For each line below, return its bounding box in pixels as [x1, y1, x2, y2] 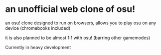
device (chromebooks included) [5, 25, 71, 31]
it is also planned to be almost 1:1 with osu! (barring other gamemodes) [5, 35, 151, 41]
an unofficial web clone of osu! [5, 3, 136, 15]
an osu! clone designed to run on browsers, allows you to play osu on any [5, 20, 157, 26]
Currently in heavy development [5, 44, 71, 50]
